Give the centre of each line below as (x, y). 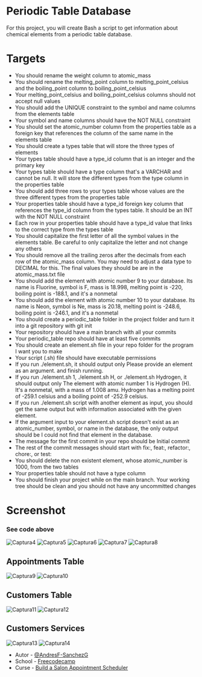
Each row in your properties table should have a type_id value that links (103, 223)
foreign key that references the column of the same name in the (94, 133)
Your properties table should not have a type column (80, 473)
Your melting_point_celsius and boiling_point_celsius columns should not (105, 94)
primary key (30, 165)
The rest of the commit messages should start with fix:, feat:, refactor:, (103, 448)
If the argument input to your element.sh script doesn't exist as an (97, 422)
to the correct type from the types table (64, 229)
